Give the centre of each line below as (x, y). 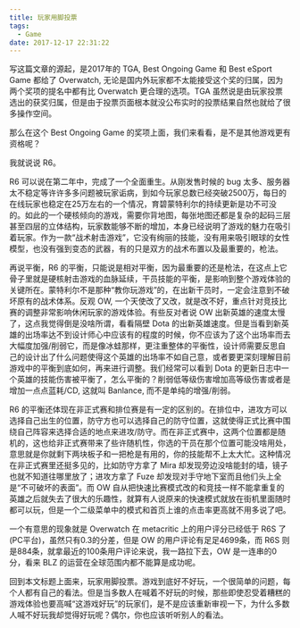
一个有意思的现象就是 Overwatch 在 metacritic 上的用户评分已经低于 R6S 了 (148, 529)
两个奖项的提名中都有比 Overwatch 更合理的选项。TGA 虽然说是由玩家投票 (146, 91)
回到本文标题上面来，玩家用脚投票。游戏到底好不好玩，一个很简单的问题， (146, 582)
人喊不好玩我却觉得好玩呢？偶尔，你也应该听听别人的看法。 (119, 615)
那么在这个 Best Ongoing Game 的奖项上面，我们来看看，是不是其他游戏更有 (150, 133)
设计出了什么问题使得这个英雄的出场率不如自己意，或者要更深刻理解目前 (158, 357)
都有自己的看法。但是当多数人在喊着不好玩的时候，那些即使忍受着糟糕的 (158, 593)
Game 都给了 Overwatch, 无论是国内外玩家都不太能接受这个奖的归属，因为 (146, 80)
